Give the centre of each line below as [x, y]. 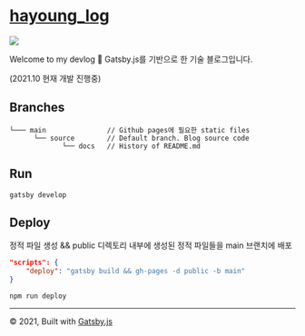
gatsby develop [38, 195]
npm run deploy [38, 296]
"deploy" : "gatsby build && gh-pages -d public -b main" [136, 272]
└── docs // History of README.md [132, 146]
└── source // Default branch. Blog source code [141, 138]
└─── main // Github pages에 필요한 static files [130, 130]
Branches [37, 108]
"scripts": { [34, 263]
